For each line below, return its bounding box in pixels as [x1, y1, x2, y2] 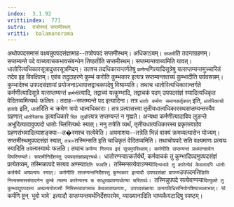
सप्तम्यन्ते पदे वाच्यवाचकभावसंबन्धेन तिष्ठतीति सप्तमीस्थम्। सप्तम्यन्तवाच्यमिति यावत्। [7, 57, 193, 65]
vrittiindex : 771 [7, 17, 61, 24]
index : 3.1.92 [7, 10, 52, 18]
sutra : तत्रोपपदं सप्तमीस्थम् [7, 23, 71, 30]
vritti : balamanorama [7, 29, 74, 37]
